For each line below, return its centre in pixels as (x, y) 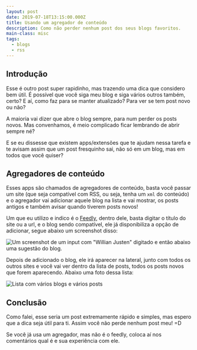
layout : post (22, 12)
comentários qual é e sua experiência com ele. (63, 341)
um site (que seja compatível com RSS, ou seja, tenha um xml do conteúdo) (98, 194)
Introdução (27, 74)
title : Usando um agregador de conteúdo (57, 22)
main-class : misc (28, 34)
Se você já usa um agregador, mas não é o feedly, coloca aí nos (84, 335)
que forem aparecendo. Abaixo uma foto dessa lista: (70, 273)
